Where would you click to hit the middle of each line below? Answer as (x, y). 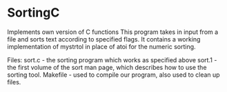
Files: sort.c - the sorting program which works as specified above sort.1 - (112, 59)
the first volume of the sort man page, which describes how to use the (107, 67)
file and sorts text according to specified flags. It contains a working (104, 39)
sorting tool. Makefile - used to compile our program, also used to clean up (113, 75)
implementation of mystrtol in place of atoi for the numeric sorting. (101, 46)
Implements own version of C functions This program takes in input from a (113, 32)
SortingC (33, 13)
